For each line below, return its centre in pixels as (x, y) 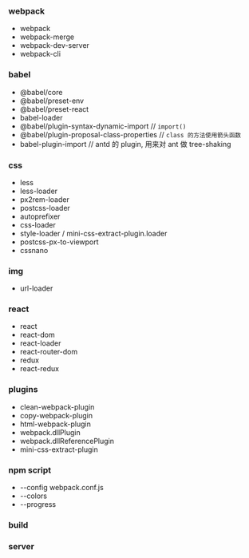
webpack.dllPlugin (50, 432)
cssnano (34, 250)
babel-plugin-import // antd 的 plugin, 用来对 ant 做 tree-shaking (125, 144)
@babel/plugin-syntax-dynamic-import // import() (103, 126)
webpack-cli (40, 54)
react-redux (40, 369)
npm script (30, 470)
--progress (38, 505)
